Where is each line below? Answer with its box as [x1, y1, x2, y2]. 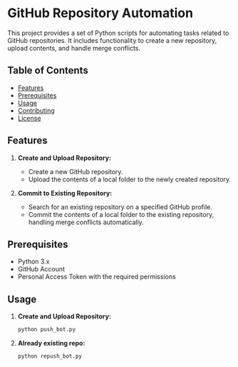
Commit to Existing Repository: [17, 188, 113, 197]
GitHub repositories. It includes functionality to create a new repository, [7, 36, 217, 44]
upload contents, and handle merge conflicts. [7, 44, 141, 52]
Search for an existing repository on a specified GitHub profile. [28, 202, 212, 211]
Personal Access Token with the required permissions [17, 273, 176, 281]
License [17, 114, 41, 122]
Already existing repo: [17, 339, 86, 348]
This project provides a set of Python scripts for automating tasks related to [7, 29, 229, 37]
